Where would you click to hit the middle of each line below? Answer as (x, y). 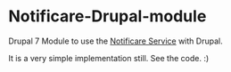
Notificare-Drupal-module (107, 16)
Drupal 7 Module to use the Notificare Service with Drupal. (116, 41)
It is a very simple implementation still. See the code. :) (109, 58)
